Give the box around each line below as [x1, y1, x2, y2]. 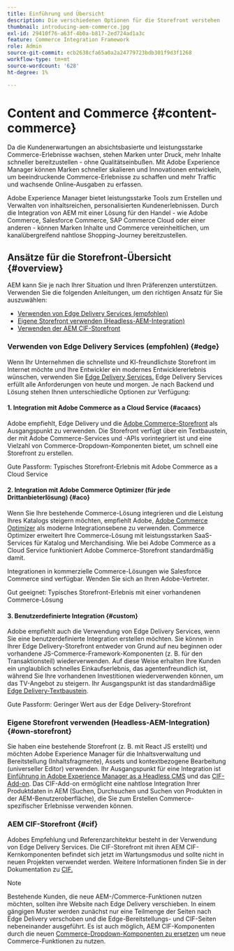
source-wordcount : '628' [7, 62, 80, 69]
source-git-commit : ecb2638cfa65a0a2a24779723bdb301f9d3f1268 [7, 50, 192, 57]
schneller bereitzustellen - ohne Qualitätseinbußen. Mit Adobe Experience [7, 158, 220, 167]
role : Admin [7, 43, 42, 50]
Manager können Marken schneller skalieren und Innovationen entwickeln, [7, 165, 221, 174]
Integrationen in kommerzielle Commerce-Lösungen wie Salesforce [7, 567, 202, 575]
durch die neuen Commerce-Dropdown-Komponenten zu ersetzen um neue [7, 929, 226, 938]
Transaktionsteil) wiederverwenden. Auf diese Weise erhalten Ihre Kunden [7, 657, 221, 665]
